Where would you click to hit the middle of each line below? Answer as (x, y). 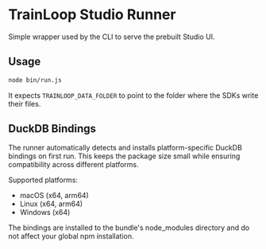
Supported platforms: (43, 180)
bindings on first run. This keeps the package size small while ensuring (124, 156)
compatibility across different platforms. (73, 165)
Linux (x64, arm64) (51, 204)
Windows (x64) (45, 212)
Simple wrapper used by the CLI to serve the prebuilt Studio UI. (112, 37)
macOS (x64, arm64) (54, 196)
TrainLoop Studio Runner (92, 15)
